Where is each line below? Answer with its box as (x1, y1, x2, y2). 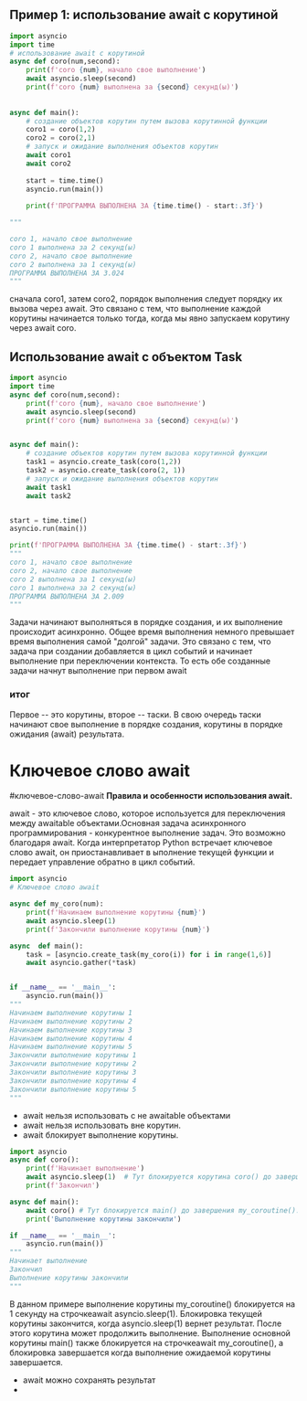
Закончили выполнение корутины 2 (9, 1059, 137, 1068)
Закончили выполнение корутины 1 (9, 1051, 137, 1060)
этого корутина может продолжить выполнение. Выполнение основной (9, 1327, 291, 1338)
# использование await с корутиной (9, 48, 145, 58)
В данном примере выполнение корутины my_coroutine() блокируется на (9, 1298, 295, 1310)
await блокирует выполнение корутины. (22, 1129, 179, 1141)
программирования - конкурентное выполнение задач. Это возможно (9, 827, 286, 839)
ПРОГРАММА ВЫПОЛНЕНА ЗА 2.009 (9, 591, 125, 601)
